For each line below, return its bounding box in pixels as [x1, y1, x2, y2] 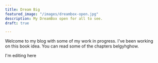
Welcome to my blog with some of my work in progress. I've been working [5, 38, 154, 44]
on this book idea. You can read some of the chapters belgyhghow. [5, 43, 139, 49]
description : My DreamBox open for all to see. [5, 16, 103, 21]
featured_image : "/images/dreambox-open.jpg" [5, 12, 98, 16]
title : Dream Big [5, 7, 40, 12]
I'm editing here [5, 53, 36, 59]
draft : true [5, 20, 29, 26]
